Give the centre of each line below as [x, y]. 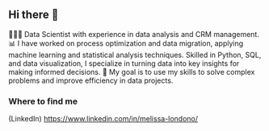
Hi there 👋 [34, 15]
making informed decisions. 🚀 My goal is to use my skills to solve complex [132, 72]
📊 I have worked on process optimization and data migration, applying [126, 43]
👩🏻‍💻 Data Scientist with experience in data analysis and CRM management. [134, 34]
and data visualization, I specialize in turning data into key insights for [124, 63]
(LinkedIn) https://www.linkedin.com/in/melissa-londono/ [103, 119]
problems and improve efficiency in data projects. [91, 80]
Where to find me [43, 101]
